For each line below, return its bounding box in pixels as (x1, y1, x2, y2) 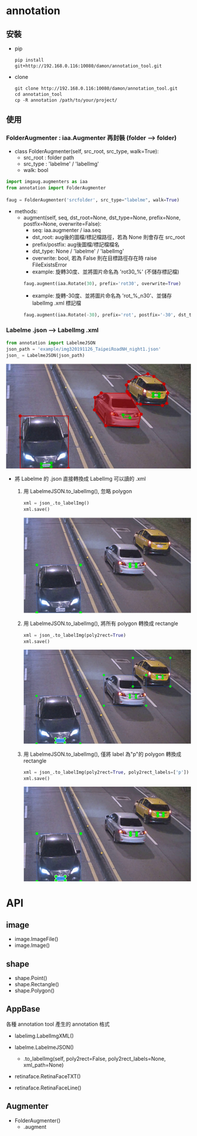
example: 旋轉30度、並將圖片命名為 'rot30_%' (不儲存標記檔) (32, 268, 180, 275)
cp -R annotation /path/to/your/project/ (14, 97, 117, 103)
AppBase (6, 1004, 40, 1014)
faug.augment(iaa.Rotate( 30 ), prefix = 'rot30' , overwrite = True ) (23, 281, 182, 287)
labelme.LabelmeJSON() (14, 1043, 74, 1051)
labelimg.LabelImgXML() (14, 1032, 74, 1039)
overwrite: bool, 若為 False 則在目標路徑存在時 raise (32, 255, 157, 262)
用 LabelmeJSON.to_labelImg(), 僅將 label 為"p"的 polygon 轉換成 (23, 751, 182, 758)
